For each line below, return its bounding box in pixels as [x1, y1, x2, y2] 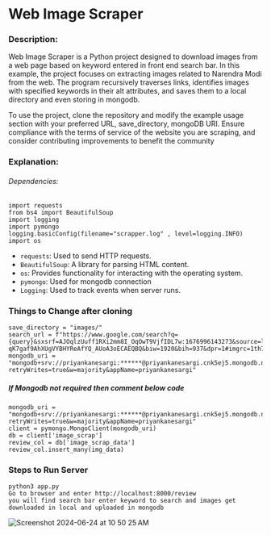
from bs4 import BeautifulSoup [8, 208, 114, 216]
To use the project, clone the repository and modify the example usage [8, 111, 244, 120]
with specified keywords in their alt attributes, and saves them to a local [8, 86, 247, 96]
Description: [8, 34, 58, 45]
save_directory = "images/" [8, 324, 103, 332]
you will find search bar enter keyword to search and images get [8, 497, 236, 505]
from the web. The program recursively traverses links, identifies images [8, 77, 250, 87]
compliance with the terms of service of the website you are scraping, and [8, 127, 256, 137]
